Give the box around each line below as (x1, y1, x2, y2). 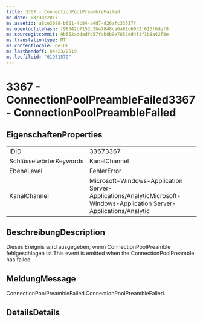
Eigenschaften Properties (6, 130, 103, 140)
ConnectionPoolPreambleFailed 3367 (6, 93, 196, 107)
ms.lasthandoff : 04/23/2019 (6, 48, 77, 54)
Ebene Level (9, 166, 43, 175)
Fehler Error (89, 166, 122, 175)
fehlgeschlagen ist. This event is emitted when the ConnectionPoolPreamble (6, 249, 195, 257)
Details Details (6, 307, 60, 318)
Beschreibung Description (6, 228, 106, 238)
